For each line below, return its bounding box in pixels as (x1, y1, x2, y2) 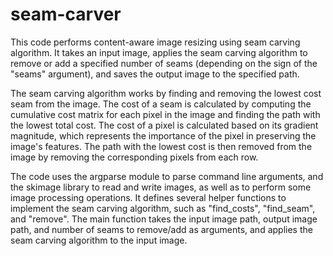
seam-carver (10, 3, 122, 26)
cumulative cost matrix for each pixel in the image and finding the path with (10, 108, 321, 120)
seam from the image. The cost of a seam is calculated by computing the (10, 98, 312, 110)
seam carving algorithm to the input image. (10, 234, 188, 246)
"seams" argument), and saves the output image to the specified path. (10, 68, 300, 80)
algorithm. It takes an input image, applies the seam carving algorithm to (10, 46, 308, 58)
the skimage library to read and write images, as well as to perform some (10, 181, 312, 193)
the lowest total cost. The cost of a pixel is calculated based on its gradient (10, 119, 319, 131)
